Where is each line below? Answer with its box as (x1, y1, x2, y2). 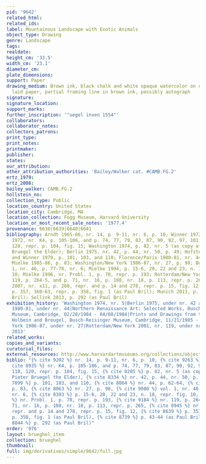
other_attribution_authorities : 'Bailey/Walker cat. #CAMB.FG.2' (6, 169, 177, 175)
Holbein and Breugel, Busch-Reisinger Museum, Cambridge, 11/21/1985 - (12, 317, 199, 323)
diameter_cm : (6, 66, 40, 72)
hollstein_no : (6, 191, 43, 198)
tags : (6, 44, 20, 50)
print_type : (6, 134, 37, 141)
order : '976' (6, 425, 40, 431)
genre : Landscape (6, 37, 51, 44)
